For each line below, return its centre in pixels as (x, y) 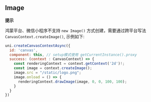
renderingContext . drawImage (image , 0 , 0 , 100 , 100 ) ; (72, 82)
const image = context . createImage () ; (53, 68)
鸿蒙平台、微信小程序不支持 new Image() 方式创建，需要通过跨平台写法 (76, 30)
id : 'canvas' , (24, 50)
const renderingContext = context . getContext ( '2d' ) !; (69, 64)
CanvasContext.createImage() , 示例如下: (45, 36)
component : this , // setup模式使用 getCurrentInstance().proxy (73, 55)
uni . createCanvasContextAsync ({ (38, 45)
